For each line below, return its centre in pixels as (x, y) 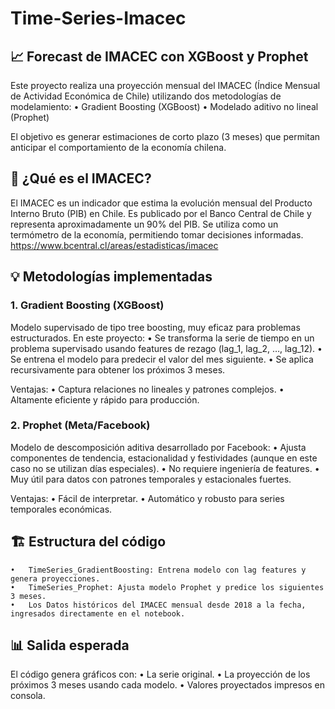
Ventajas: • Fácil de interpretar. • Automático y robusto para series (147, 498)
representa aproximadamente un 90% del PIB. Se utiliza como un (144, 224)
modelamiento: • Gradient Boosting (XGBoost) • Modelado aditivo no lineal (164, 106)
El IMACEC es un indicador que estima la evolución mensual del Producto (161, 203)
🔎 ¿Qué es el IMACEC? (81, 178)
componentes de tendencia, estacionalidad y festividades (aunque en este (164, 458)
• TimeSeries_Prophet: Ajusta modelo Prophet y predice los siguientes (167, 587)
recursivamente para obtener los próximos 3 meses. (118, 369)
